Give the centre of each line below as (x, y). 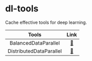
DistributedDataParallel (35, 51)
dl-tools (22, 9)
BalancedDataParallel (35, 43)
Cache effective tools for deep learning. (46, 22)
